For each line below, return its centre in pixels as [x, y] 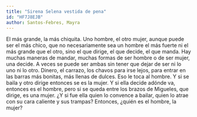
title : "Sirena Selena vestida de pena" [56, 11]
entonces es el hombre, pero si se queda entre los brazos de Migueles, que [98, 89]
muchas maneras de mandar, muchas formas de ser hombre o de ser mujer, [98, 58]
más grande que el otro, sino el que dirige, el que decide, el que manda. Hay [98, 52]
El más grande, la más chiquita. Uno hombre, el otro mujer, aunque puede [95, 39]
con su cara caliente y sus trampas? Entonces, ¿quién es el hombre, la [91, 102]
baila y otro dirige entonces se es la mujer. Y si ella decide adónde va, [91, 83]
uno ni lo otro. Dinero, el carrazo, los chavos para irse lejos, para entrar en [96, 71]
